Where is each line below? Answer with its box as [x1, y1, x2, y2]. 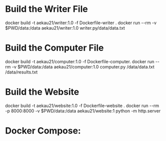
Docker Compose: [5, 125, 81, 136]
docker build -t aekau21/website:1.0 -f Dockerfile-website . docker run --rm [5, 103, 160, 108]
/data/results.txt [5, 69, 38, 75]
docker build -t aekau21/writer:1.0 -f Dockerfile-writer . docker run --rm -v [5, 20, 157, 26]
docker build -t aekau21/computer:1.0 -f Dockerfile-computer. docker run [5, 58, 155, 65]
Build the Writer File [5, 3, 88, 15]
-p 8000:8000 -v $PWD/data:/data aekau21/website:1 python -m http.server [5, 107, 161, 114]
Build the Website [5, 86, 79, 98]
